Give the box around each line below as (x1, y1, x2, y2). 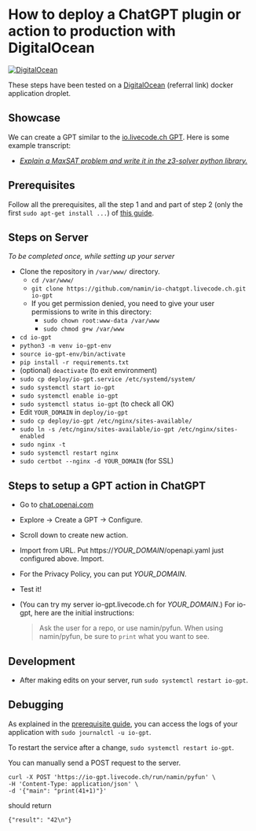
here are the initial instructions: (34, 608, 135, 618)
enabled (19, 433, 45, 441)
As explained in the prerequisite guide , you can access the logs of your (8, 718, 238, 729)
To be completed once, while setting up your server (8, 252, 175, 261)
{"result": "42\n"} (8, 816, 72, 824)
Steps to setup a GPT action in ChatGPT (8, 478, 207, 493)
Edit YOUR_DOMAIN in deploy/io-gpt (19, 408, 129, 417)
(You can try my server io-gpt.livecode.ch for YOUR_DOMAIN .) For (19, 600, 236, 609)
